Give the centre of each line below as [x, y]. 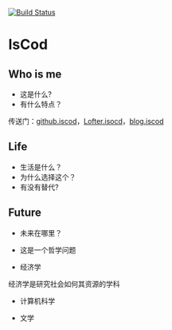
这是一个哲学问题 [48, 250]
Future [25, 213]
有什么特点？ [41, 104]
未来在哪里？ [41, 233]
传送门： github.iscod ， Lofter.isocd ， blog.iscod [86, 121]
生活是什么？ [41, 167]
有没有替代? [39, 187]
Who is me [35, 74]
